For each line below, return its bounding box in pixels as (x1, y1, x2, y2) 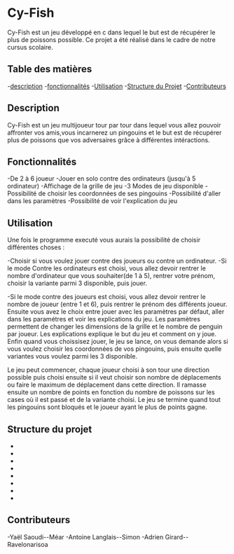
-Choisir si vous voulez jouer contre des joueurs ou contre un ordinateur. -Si (7, 257, 227, 265)
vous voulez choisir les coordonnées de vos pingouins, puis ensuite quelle (7, 345, 222, 353)
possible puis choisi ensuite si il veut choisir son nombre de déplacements (7, 373, 222, 382)
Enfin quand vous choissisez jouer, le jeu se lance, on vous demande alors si (7, 338, 228, 346)
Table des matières (7, 63, 92, 75)
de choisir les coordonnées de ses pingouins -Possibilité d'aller (38, 189, 221, 198)
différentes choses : (7, 243, 65, 251)
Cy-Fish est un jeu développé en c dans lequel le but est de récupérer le (7, 28, 216, 36)
